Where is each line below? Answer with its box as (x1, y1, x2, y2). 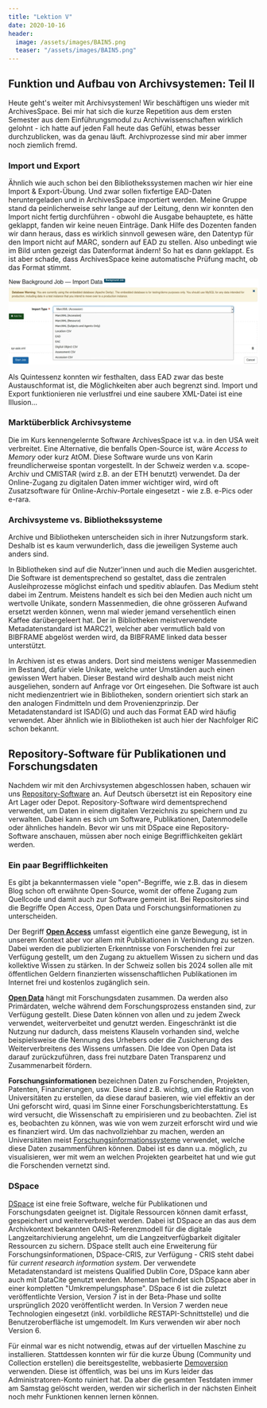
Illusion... (8, 397, 38, 407)
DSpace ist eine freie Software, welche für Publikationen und (8, 1199, 208, 1208)
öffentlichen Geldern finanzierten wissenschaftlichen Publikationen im (8, 969, 238, 979)
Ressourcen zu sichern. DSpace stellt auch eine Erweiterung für (8, 1241, 218, 1250)
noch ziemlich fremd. (8, 140, 78, 150)
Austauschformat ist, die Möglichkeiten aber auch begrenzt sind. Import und (8, 380, 258, 390)
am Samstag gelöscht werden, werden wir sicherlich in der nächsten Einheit (8, 1383, 257, 1393)
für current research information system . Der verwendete (8, 1258, 196, 1267)
